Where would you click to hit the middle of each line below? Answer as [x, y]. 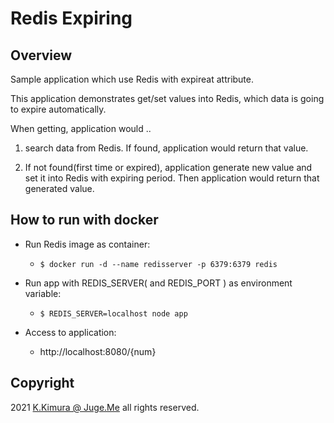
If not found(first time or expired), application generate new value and [168, 167]
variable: [43, 293]
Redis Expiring [71, 18]
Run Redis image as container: [87, 244]
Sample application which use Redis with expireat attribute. [132, 79]
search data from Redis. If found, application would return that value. [166, 148]
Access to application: [70, 332]
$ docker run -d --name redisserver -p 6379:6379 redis [158, 264]
